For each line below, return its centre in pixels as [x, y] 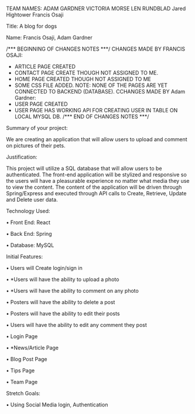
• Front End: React [28, 222]
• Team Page [22, 382]
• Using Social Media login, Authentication [57, 405]
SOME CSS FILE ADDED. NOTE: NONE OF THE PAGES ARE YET [91, 85]
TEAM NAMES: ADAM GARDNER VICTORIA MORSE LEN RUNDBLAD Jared [96, 9]
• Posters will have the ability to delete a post [61, 302]
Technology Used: [28, 211]
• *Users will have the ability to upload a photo [63, 279]
